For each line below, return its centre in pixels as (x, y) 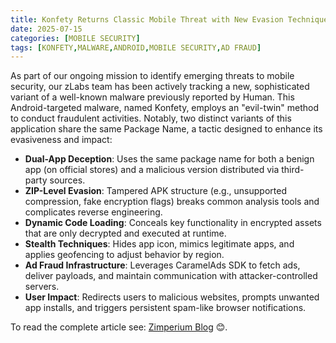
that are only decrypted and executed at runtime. (125, 233)
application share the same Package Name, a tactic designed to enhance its (166, 129)
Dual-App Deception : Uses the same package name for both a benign (169, 159)
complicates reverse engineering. (93, 212)
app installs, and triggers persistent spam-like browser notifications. (165, 308)
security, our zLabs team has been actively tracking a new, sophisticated (160, 87)
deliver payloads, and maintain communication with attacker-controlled (171, 276)
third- (293, 170)
